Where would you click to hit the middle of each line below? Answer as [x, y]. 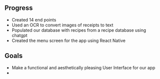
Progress [19, 8]
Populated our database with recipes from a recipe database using [79, 30]
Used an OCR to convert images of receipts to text [62, 25]
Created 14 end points [34, 20]
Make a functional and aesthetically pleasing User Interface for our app [83, 67]
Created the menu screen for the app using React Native [69, 40]
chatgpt [20, 35]
